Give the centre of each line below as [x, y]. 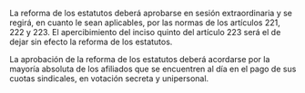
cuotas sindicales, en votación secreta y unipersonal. [109, 79]
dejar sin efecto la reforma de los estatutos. [91, 42]
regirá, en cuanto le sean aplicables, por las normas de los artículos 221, [145, 23]
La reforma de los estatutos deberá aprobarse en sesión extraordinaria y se [151, 13]
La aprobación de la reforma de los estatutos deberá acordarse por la [140, 59]
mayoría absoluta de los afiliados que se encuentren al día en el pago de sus [153, 69]
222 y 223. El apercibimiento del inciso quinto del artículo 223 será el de [145, 32]
